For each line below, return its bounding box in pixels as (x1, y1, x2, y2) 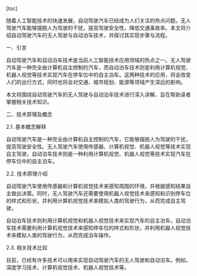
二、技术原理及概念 (6, 111, 53, 118)
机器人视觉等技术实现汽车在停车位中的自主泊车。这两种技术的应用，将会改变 (6, 71, 191, 78)
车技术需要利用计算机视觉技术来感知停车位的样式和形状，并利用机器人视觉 (6, 224, 186, 231)
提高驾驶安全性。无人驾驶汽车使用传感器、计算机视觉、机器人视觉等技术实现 (6, 143, 191, 150)
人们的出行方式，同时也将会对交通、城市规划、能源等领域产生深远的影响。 (6, 79, 186, 86)
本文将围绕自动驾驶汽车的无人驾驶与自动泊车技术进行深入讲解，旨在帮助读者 (6, 91, 191, 98)
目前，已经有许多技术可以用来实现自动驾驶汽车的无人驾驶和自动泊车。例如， (6, 257, 191, 263)
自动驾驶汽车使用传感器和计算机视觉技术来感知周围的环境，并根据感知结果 (6, 183, 186, 189)
